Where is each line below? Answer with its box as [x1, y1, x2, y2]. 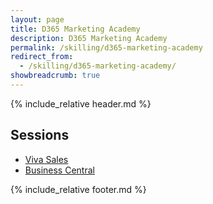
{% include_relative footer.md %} [10, 183, 147, 195]
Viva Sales [24, 153, 69, 165]
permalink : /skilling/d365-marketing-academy [10, 42, 203, 53]
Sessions [10, 127, 70, 144]
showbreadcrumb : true [10, 71, 101, 81]
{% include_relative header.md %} [10, 97, 152, 110]
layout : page [10, 14, 65, 25]
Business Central [24, 164, 95, 176]
